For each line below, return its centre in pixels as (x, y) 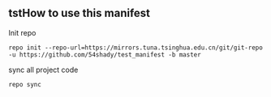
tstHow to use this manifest (80, 13)
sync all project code (43, 70)
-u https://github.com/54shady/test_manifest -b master (105, 55)
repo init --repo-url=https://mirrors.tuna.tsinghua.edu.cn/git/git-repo (136, 48)
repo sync (25, 84)
